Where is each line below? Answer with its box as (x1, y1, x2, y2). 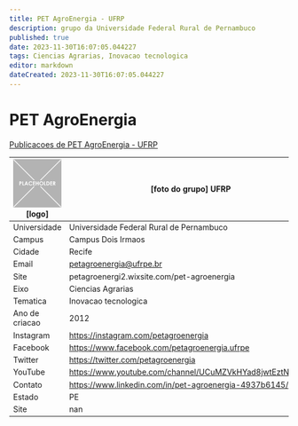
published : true (9, 33, 69, 42)
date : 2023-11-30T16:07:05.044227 (9, 43, 137, 51)
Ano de (12, 308, 40, 319)
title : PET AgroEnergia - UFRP (9, 14, 125, 23)
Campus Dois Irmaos (69, 233, 145, 244)
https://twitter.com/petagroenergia (69, 355, 196, 366)
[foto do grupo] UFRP (150, 184, 231, 194)
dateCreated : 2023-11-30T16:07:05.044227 (9, 71, 165, 80)
